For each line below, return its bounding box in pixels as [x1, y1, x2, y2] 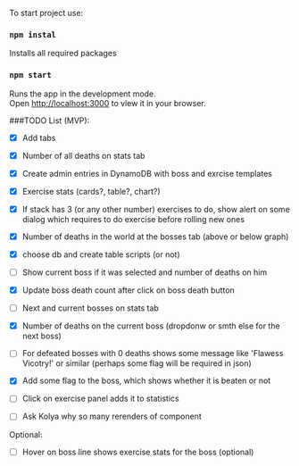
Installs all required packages [9, 48, 118, 59]
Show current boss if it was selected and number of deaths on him [21, 267, 268, 278]
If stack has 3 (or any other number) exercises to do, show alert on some [21, 204, 290, 214]
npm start [9, 71, 52, 80]
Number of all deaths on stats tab [21, 150, 145, 161]
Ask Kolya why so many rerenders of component [21, 411, 203, 422]
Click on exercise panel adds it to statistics [21, 393, 180, 404]
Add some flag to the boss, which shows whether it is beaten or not [21, 375, 271, 387]
